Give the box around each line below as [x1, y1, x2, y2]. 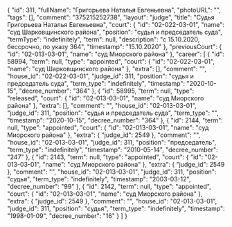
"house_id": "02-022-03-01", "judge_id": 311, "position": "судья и [7, 72, 194, 80]
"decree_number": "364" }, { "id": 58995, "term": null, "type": [19, 87, 195, 95]
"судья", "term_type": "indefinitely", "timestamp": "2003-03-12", [7, 175, 191, 183]
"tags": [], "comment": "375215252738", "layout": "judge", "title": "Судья [7, 13, 215, 21]
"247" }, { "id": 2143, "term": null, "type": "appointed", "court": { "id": [7, 153, 204, 161]
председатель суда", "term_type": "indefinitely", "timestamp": [7, 80, 186, 87]
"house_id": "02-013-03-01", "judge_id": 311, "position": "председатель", [7, 138, 217, 146]
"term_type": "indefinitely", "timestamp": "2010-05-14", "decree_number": [7, 145, 218, 154]
